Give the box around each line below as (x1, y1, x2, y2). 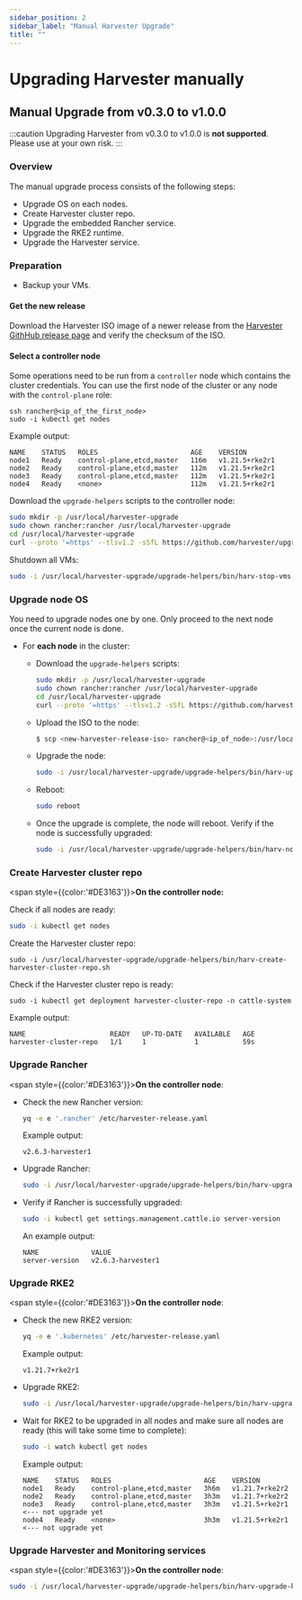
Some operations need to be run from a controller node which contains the (9, 370, 291, 381)
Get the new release (9, 300, 86, 311)
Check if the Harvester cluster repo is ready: (9, 979, 173, 990)
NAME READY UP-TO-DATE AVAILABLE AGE (9, 1030, 255, 1039)
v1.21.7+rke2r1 (22, 1366, 80, 1375)
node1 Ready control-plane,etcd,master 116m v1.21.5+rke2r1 (9, 456, 276, 465)
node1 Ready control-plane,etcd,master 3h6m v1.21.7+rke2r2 (22, 1484, 289, 1494)
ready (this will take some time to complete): (22, 1425, 187, 1436)
